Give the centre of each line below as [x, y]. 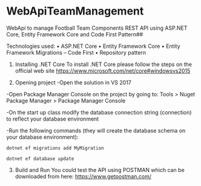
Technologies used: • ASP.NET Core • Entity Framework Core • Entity [93, 46]
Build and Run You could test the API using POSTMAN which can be [100, 170]
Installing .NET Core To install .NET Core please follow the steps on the [104, 64]
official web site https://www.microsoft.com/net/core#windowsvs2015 [103, 70]
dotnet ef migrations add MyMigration [55, 148]
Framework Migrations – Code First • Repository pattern [76, 52]
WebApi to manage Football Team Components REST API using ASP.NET [97, 28]
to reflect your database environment [53, 119]
